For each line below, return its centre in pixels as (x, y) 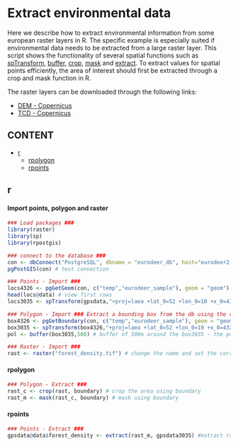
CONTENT (31, 135)
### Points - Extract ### (45, 429)
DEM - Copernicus (45, 105)
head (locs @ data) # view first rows (60, 295)
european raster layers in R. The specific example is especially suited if (111, 40)
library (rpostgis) (34, 243)
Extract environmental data (89, 13)
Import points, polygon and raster (58, 208)
